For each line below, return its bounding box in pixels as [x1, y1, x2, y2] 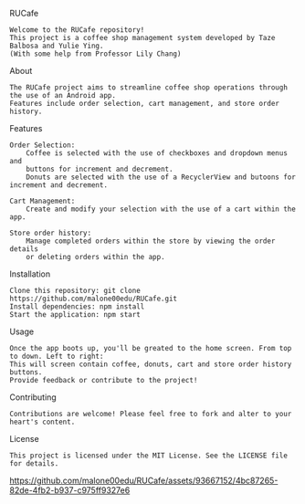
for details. [9, 459, 59, 468]
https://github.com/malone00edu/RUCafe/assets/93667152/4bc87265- [9, 475, 279, 486]
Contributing [9, 392, 57, 403]
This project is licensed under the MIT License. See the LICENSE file [9, 451, 288, 460]
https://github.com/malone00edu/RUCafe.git [9, 294, 178, 303]
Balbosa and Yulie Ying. [9, 41, 104, 50]
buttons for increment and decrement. [26, 164, 174, 173]
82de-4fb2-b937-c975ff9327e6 [9, 485, 131, 496]
